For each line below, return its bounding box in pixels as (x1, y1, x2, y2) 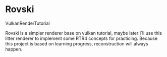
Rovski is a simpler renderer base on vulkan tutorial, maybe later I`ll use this (5, 30, 162, 36)
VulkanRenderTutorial (5, 20, 50, 26)
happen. (5, 46, 23, 52)
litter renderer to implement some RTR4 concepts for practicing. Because (5, 35, 158, 41)
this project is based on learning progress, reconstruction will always (5, 40, 148, 46)
